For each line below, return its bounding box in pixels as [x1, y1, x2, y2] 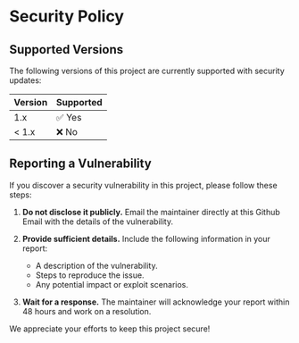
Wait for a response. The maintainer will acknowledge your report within [21, 297, 290, 307]
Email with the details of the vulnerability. [21, 216, 174, 227]
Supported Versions [9, 42, 123, 57]
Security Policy [9, 6, 125, 27]
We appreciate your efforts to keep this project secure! [9, 323, 211, 334]
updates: [9, 75, 42, 86]
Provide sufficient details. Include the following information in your [21, 233, 270, 244]
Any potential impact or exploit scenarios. [35, 279, 189, 289]
